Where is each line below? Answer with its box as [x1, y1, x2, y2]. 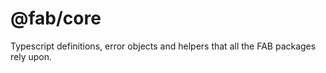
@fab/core [10, 7, 102, 30]
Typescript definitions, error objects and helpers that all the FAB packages [10, 40, 317, 52]
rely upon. [10, 50, 53, 62]
